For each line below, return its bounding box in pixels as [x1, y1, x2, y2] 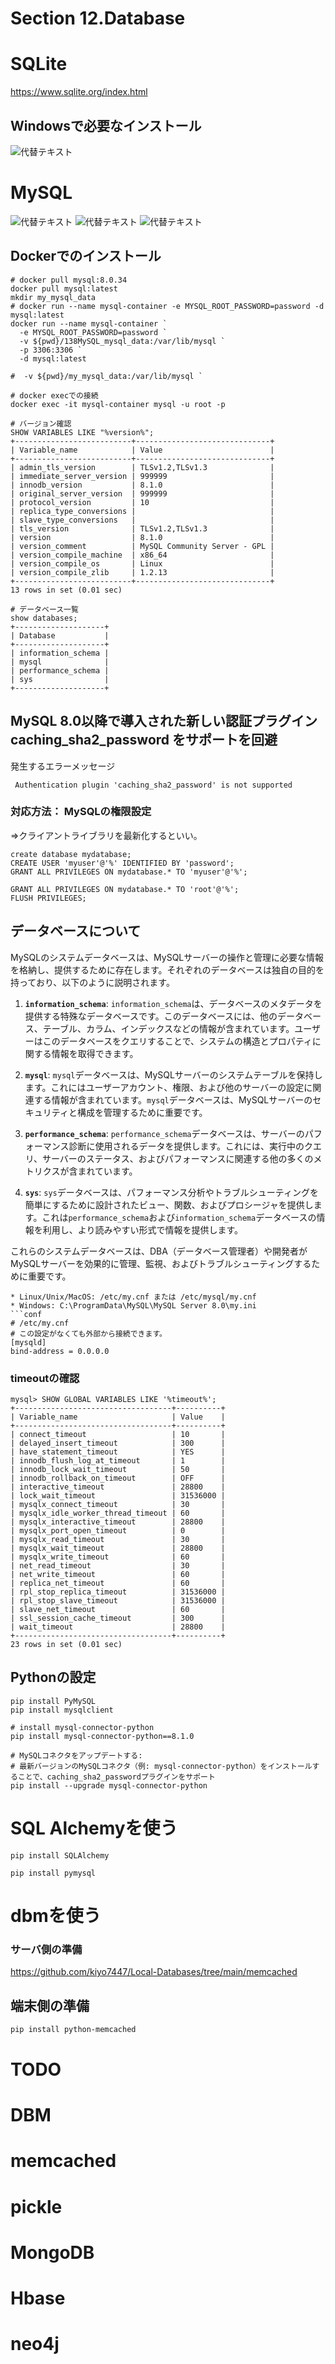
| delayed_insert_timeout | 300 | [10, 1438, 226, 1448]
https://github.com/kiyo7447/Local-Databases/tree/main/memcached [10, 1966, 298, 1978]
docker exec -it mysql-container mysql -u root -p [10, 399, 226, 409]
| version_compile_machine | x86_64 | [10, 550, 275, 560]
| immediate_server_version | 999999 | [10, 471, 275, 481]
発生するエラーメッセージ [10, 760, 116, 772]
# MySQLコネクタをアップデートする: [10, 1750, 143, 1761]
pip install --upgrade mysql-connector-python [10, 1780, 208, 1791]
